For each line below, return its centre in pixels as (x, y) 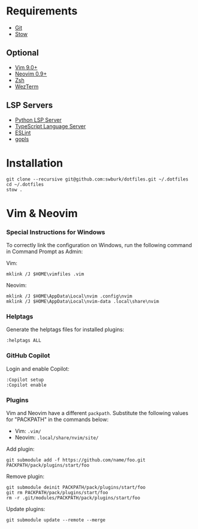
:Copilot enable (26, 385)
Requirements (42, 11)
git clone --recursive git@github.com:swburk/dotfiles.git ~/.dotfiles (97, 179)
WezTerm (27, 86)
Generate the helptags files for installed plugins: (65, 330)
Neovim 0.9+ (31, 74)
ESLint (23, 133)
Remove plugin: (25, 476)
